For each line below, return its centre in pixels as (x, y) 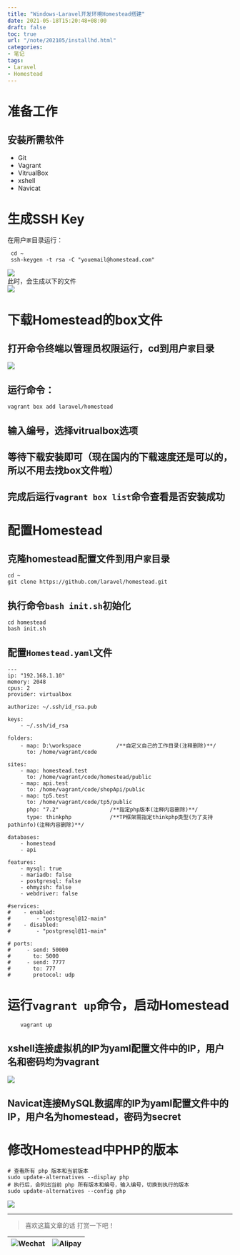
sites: (17, 765)
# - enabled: (31, 913)
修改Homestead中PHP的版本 (93, 1150)
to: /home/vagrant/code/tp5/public (79, 802)
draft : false (27, 27)
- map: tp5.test (45, 796)
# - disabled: (33, 925)
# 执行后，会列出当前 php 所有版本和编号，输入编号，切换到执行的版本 (98, 1185)
